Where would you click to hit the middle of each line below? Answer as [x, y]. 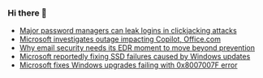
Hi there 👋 [28, 13]
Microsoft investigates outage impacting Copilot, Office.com [120, 39]
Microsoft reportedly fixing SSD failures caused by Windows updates [135, 57]
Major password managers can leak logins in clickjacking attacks [128, 31]
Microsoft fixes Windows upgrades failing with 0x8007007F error [128, 65]
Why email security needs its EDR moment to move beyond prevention [137, 48]
